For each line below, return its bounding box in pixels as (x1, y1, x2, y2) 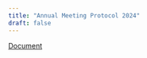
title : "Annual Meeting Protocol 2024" (8, 11, 141, 20)
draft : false (8, 19, 52, 27)
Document (8, 41, 43, 50)
